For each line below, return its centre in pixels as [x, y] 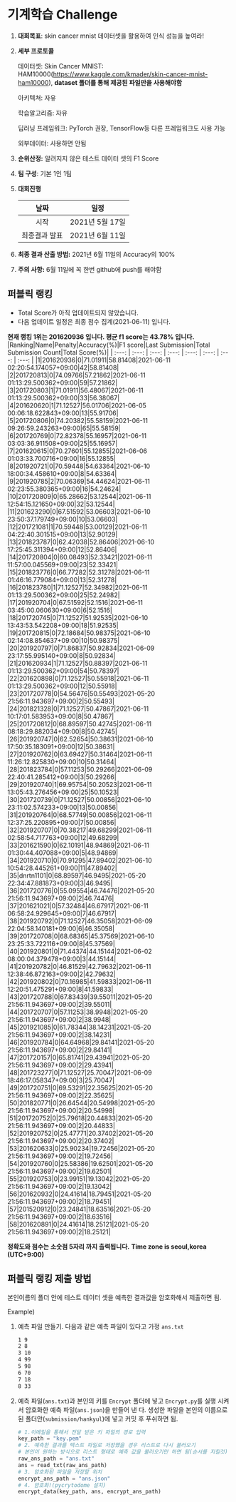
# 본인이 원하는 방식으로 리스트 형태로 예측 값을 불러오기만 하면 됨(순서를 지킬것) [123, 1452]
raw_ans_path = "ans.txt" [56, 1459]
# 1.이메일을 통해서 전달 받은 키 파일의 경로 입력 [81, 1432]
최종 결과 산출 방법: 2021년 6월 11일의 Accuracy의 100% [96, 254]
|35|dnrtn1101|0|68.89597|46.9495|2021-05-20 [77, 876]
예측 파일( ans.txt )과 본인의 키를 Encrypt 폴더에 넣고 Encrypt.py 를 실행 [117, 1401]
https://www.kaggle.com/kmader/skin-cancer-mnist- [130, 74]
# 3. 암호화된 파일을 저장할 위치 [60, 1472]
